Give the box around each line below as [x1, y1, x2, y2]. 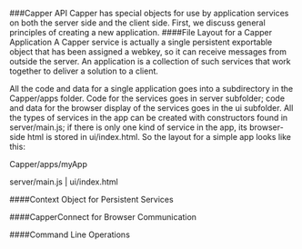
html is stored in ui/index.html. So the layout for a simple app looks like [26, 132, 291, 142]
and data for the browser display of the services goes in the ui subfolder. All [9, 103, 294, 113]
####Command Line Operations [9, 229, 130, 240]
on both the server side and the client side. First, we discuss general [9, 17, 266, 28]
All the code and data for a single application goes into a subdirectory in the [9, 84, 294, 94]
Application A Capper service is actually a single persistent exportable [9, 36, 273, 47]
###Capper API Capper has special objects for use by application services [9, 8, 289, 18]
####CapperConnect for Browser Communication [9, 212, 197, 222]
